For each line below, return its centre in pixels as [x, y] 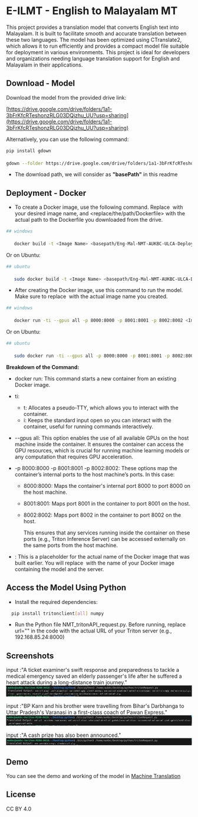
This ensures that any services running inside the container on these [107, 533]
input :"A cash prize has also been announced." [64, 735]
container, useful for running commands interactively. [88, 426]
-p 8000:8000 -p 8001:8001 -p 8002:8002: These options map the [96, 468]
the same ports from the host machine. [71, 545]
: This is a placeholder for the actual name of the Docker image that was [102, 556]
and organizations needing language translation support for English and [93, 58]
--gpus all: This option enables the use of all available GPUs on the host [102, 438]
